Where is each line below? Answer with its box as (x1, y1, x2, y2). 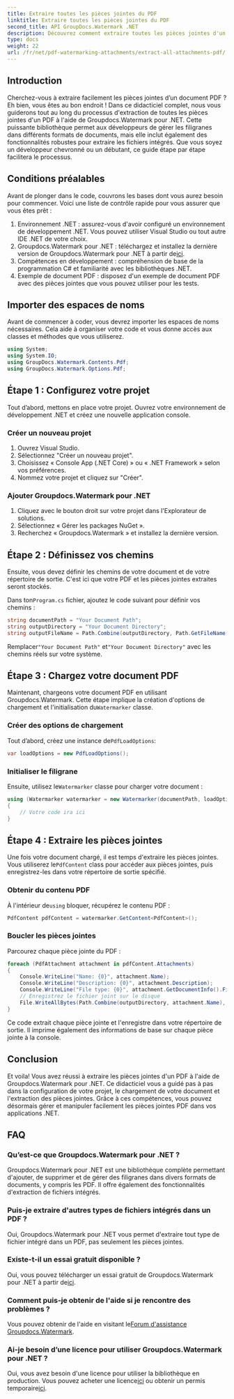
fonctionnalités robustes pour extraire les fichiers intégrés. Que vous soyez (7, 137, 223, 146)
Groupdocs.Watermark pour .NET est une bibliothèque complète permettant (7, 1165, 226, 1175)
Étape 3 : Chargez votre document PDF (7, 670, 179, 682)
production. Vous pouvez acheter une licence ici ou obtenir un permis (7, 1377, 205, 1385)
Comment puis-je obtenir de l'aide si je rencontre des (7, 1295, 192, 1305)
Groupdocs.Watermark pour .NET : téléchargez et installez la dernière (17, 242, 218, 250)
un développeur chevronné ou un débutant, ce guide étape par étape (7, 145, 205, 153)
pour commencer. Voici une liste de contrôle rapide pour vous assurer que (7, 199, 221, 207)
